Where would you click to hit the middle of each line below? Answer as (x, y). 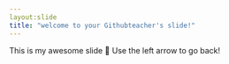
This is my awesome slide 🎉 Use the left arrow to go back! (115, 50)
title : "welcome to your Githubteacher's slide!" (103, 25)
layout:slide (33, 17)
